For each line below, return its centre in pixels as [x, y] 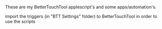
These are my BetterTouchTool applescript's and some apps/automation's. [81, 7]
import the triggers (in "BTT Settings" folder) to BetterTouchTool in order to [81, 16]
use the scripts [20, 22]
